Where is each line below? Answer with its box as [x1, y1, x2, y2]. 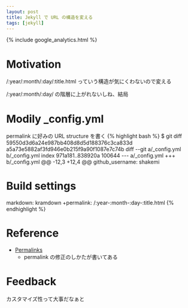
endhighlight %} [6, 206, 46, 213]
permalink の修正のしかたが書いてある [23, 253, 118, 261]
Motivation [6, 58, 62, 71]
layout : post [6, 8, 39, 15]
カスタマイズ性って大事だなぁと [6, 295, 85, 303]
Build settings [6, 179, 77, 193]
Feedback [6, 275, 57, 288]
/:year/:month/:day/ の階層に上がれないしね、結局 [6, 90, 129, 98]
